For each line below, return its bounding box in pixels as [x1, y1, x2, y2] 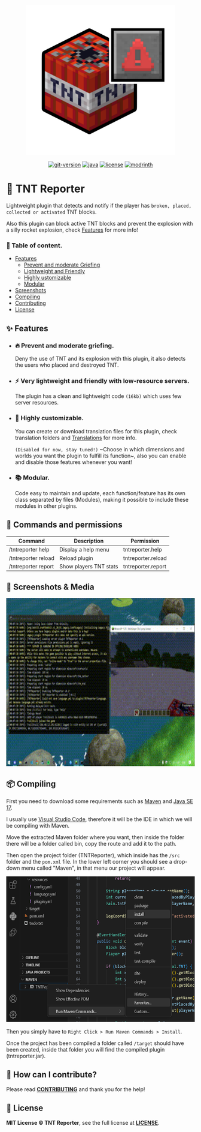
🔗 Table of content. [6, 241, 63, 250]
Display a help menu [59, 546, 109, 553]
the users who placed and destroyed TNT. [14, 361, 119, 369]
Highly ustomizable [23, 274, 72, 281]
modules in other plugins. [14, 502, 78, 510]
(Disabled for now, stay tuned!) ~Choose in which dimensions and [14, 445, 185, 453]
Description [74, 537, 104, 544]
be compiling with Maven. [6, 822, 70, 829]
